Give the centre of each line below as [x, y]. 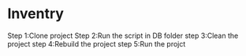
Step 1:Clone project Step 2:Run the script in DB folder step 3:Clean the [123, 35]
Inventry [36, 14]
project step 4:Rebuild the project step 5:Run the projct [97, 43]
